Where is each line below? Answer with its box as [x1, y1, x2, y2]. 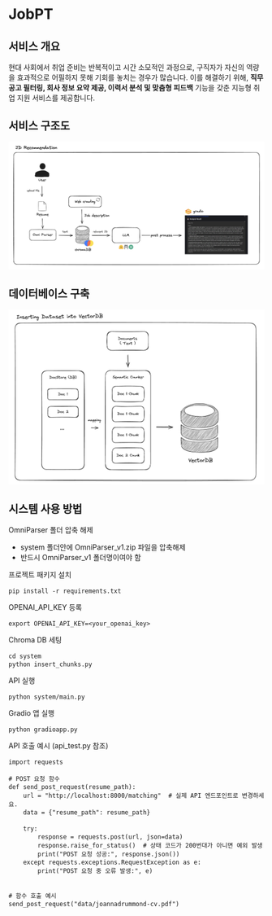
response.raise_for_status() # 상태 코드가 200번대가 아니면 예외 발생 [37, 842, 263, 850]
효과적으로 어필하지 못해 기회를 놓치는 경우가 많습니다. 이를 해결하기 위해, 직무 [16, 72, 264, 82]
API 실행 [8, 676, 36, 686]
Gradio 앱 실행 [8, 708, 55, 718]
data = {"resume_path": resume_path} [23, 809, 151, 817]
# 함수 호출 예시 [8, 892, 57, 901]
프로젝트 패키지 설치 [8, 570, 71, 580]
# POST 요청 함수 [8, 775, 61, 783]
